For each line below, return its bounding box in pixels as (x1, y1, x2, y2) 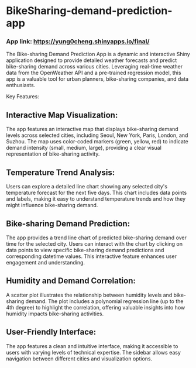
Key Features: (6, 93, 39, 100)
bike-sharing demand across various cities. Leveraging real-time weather (6, 63, 183, 70)
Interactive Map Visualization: (6, 110, 118, 120)
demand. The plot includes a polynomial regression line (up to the (25, 297, 184, 305)
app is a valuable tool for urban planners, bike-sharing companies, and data (6, 75, 189, 82)
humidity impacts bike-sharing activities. (6, 310, 104, 317)
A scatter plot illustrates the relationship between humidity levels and (6, 291, 173, 298)
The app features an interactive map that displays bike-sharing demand (6, 126, 178, 133)
